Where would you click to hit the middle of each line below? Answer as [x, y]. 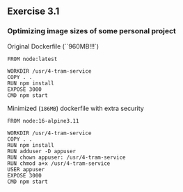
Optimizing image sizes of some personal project [91, 31]
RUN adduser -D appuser [42, 151]
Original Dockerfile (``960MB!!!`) [53, 46]
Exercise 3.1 [33, 11]
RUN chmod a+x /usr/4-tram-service [59, 163]
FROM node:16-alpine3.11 [43, 121]
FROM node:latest [32, 59]
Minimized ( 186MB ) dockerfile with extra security [75, 108]
